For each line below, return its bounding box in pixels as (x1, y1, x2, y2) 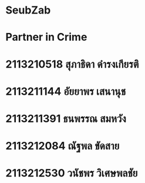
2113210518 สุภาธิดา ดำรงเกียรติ (5, 57, 139, 71)
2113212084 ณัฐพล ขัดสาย (5, 139, 120, 153)
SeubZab (5, 4, 51, 17)
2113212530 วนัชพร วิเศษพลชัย (5, 167, 138, 180)
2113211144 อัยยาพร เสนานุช (5, 85, 126, 98)
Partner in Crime (5, 31, 87, 44)
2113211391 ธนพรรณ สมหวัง (5, 112, 127, 125)
